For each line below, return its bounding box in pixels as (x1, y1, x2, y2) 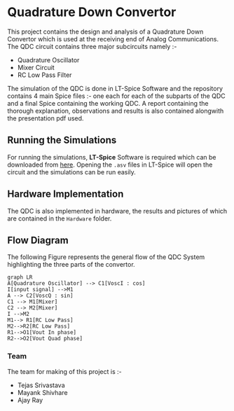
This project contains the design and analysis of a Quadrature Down (7, 27, 204, 36)
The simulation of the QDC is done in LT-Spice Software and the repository (7, 84, 223, 92)
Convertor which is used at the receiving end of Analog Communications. (7, 34, 219, 43)
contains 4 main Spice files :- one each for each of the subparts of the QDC (7, 92, 226, 100)
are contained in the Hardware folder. (7, 214, 112, 223)
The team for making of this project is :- (7, 367, 122, 375)
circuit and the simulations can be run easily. (7, 167, 137, 176)
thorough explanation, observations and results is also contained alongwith (7, 106, 224, 115)
